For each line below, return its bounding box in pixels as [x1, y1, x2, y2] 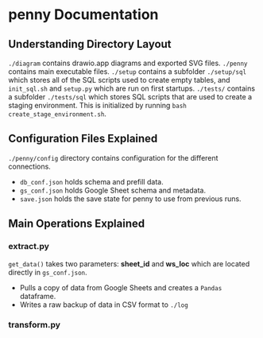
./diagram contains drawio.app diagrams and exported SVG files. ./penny [8, 58, 248, 68]
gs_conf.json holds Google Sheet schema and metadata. [19, 185, 207, 195]
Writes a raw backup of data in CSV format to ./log [19, 300, 188, 309]
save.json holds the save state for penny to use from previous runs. [19, 193, 242, 204]
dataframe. [19, 291, 56, 301]
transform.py [8, 320, 61, 331]
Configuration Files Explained [8, 132, 158, 146]
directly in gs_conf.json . [8, 267, 87, 277]
